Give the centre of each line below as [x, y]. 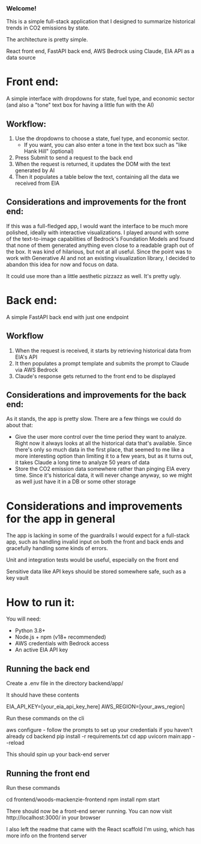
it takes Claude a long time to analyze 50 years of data [82, 462]
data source [21, 58]
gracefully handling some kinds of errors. [57, 548]
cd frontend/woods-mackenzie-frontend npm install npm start [83, 799]
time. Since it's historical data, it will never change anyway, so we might [103, 475]
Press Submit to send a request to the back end [74, 158]
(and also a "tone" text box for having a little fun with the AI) [80, 105]
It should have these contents [43, 695]
